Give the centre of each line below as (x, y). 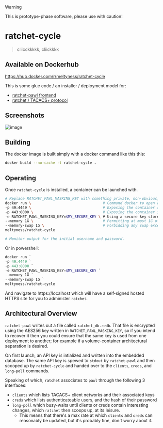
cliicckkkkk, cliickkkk (38, 49)
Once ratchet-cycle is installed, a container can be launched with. (72, 190)
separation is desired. (27, 346)
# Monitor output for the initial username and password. (65, 239)
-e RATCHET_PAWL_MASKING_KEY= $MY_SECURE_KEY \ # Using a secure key (76, 217)
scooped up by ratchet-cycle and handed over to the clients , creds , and (78, 365)
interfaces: (16, 385)
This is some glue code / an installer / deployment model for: (66, 86)
